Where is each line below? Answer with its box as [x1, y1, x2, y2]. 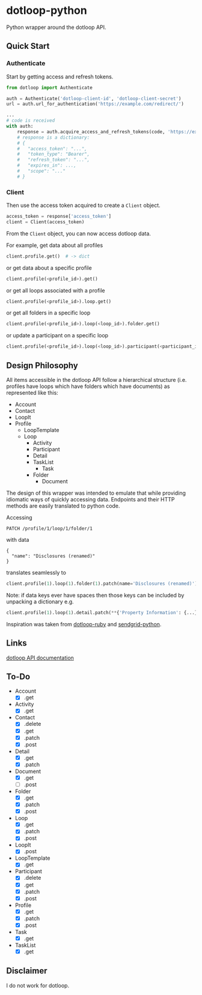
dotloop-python [6, 4, 87, 17]
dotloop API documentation [6, 654, 74, 661]
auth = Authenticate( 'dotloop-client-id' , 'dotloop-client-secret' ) [6, 95, 182, 101]
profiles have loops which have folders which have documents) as [6, 383, 170, 390]
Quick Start [6, 41, 50, 51]
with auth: [6, 123, 34, 129]
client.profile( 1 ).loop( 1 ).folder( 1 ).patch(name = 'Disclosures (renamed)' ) [6, 580, 198, 587]
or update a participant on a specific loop [6, 332, 109, 339]
